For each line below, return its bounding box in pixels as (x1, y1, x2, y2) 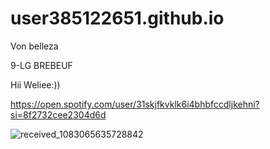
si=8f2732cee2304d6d (10, 108, 107, 121)
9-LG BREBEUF (10, 59, 73, 71)
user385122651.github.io (10, 7, 225, 30)
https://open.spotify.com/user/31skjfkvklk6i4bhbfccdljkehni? (10, 98, 260, 110)
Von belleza (10, 40, 59, 52)
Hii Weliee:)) (10, 78, 61, 91)
